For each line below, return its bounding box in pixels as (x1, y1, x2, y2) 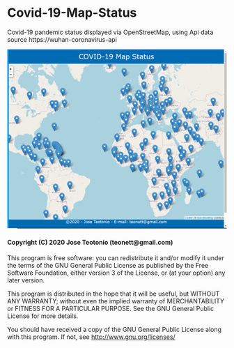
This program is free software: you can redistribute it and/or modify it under (7, 253, 224, 262)
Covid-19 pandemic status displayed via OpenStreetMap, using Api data (7, 28, 214, 36)
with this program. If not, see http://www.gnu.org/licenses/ (7, 333, 175, 341)
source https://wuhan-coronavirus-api (7, 35, 117, 43)
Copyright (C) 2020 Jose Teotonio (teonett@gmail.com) (7, 239, 173, 246)
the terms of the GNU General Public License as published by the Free (7, 261, 209, 269)
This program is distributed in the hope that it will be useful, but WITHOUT (7, 289, 220, 298)
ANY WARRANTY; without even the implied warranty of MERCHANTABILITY (7, 296, 225, 305)
